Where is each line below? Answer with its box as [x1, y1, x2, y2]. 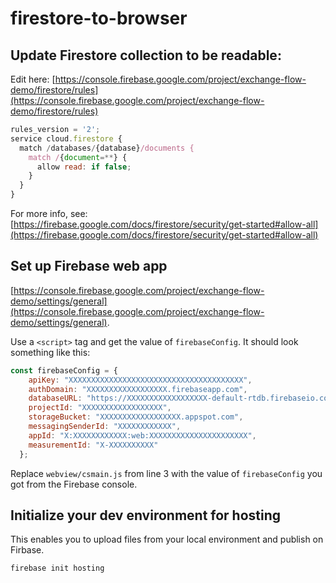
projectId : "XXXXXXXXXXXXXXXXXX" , [28, 403, 172, 413]
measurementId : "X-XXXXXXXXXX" [28, 440, 159, 450]
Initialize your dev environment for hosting [10, 507, 282, 524]
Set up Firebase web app [10, 258, 168, 275]
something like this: [10, 346, 91, 358]
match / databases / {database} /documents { [19, 143, 195, 153]
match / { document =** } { [28, 152, 128, 162]
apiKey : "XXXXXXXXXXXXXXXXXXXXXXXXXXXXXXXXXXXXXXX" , [28, 375, 253, 385]
